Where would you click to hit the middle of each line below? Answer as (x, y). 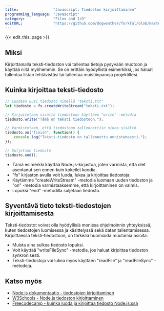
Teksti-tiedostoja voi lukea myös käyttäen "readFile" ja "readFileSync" (82, 261)
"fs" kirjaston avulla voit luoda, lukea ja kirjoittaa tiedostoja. (71, 175)
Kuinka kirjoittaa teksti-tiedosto (54, 90)
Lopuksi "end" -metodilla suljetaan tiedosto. (56, 190)
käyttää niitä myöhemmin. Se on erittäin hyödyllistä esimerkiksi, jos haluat (79, 69)
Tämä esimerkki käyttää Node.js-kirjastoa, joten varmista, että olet (79, 164)
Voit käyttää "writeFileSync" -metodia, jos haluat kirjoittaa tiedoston (80, 250)
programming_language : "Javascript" (42, 14)
